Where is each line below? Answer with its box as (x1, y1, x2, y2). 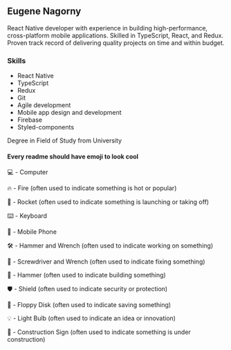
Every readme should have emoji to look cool (7, 152, 139, 160)
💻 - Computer (7, 168, 48, 176)
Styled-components (17, 123, 75, 131)
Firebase (17, 116, 43, 124)
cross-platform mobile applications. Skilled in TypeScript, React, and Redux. (7, 31, 223, 39)
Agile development (17, 101, 71, 109)
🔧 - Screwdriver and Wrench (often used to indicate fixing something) (7, 257, 205, 266)
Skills (7, 55, 26, 65)
